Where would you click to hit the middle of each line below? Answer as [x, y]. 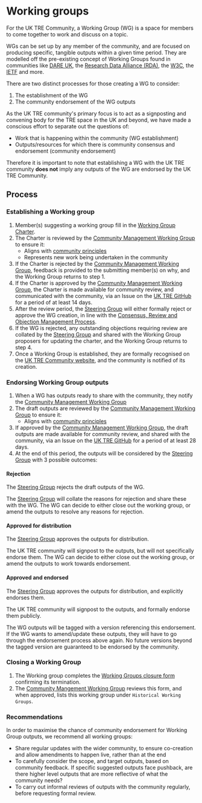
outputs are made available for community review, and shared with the [102, 434]
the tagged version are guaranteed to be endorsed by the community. [93, 647]
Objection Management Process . [56, 322]
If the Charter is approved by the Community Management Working [99, 283]
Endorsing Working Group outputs [58, 382]
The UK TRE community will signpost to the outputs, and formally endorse [98, 609]
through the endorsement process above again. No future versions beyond [99, 640]
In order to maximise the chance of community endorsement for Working [97, 730]
